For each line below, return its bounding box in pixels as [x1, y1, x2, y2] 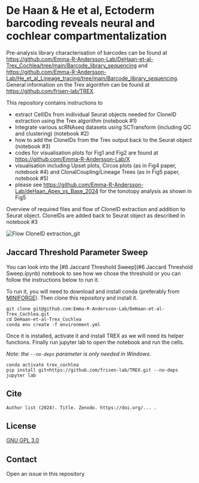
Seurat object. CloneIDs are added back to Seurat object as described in [6, 212, 185, 219]
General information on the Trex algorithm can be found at [6, 81, 150, 88]
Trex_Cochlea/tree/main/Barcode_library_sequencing [6, 61, 137, 69]
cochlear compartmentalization [6, 29, 167, 43]
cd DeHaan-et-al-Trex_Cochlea [6, 316, 82, 322]
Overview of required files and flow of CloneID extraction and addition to [6, 205, 186, 212]
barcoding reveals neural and [6, 16, 155, 30]
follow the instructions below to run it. [6, 276, 99, 283]
